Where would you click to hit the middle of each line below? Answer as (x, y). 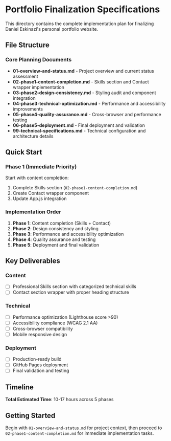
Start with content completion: (37, 178)
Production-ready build (37, 359)
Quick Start (24, 152)
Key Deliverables (33, 261)
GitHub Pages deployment (40, 365)
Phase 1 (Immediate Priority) (41, 166)
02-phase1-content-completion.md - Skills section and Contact (81, 82)
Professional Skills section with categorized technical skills (75, 286)
